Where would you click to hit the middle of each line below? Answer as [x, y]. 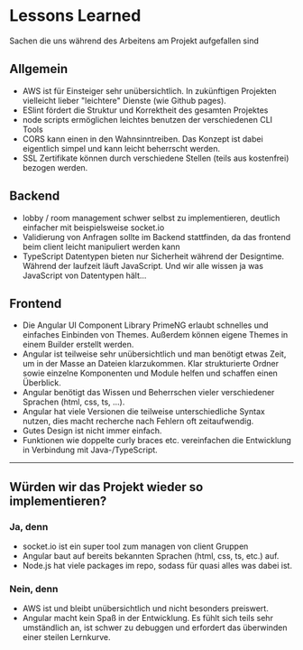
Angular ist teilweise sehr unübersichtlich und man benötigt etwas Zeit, [154, 354]
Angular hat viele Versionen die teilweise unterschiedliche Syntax [144, 412]
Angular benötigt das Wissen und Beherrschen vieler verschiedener [148, 393]
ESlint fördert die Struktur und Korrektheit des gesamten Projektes [145, 110]
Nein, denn [34, 589]
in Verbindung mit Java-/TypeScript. [90, 450]
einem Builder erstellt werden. [78, 345]
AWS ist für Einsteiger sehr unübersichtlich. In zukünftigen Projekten [149, 90]
